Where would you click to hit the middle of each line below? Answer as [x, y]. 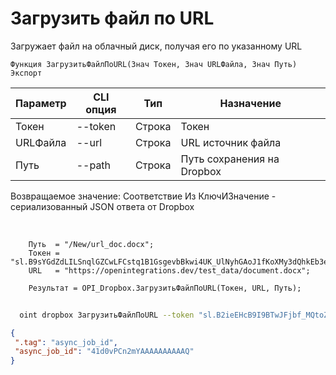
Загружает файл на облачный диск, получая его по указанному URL [156, 46]
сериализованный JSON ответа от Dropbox [102, 206]
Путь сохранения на [230, 159]
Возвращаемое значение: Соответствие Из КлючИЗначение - [143, 196]
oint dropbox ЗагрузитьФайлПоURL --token [107, 315]
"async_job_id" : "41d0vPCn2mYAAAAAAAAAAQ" [104, 352]
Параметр [41, 103]
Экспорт [26, 73]
